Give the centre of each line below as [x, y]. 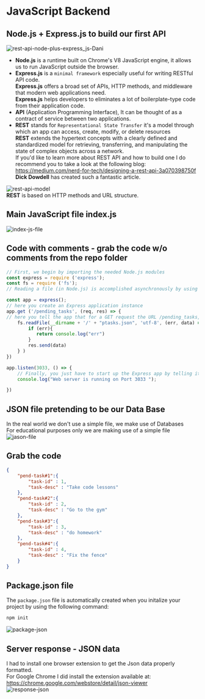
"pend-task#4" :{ [38, 544]
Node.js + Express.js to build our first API [86, 34]
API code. [27, 80]
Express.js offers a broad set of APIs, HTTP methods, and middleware [104, 86]
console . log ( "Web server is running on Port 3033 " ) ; [87, 379]
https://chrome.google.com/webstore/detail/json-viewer [77, 683]
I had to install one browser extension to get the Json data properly [91, 664]
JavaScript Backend [59, 11]
